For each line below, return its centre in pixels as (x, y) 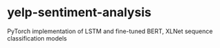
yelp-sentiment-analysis (79, 13)
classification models (37, 38)
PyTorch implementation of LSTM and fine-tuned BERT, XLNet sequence (110, 31)
